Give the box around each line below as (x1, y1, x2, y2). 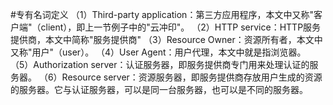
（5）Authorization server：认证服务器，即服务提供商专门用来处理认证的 (10, 59, 310, 70)
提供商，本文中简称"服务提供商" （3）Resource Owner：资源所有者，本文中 (10, 34, 323, 45)
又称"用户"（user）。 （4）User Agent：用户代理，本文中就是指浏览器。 (10, 46, 307, 58)
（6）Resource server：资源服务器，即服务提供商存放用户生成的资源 (38, 71, 323, 83)
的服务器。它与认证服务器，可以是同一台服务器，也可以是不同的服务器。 (10, 84, 308, 95)
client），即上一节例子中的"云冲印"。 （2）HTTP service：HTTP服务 (40, 21, 322, 33)
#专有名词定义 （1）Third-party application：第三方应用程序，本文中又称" (10, 9, 314, 20)
